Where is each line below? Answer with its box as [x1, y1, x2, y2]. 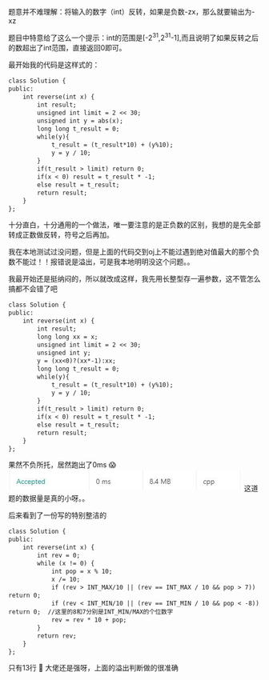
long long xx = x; [37, 333, 98, 341]
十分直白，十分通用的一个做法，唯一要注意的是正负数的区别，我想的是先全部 [8, 219, 261, 230]
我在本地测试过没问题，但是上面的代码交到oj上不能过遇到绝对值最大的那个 [8, 246, 253, 256]
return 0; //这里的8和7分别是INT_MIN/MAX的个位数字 [8, 607, 174, 616]
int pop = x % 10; [50, 567, 113, 575]
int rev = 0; [37, 551, 81, 559]
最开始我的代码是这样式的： [8, 59, 100, 70]
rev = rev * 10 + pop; [50, 615, 127, 624]
